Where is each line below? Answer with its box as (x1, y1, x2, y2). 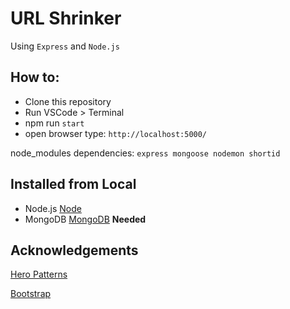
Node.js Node (24, 202, 82, 214)
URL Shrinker (10, 7, 122, 30)
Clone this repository (24, 95, 112, 107)
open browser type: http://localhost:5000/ (24, 127, 208, 139)
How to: (10, 69, 60, 86)
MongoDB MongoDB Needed (24, 213, 147, 225)
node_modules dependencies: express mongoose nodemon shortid (10, 147, 281, 159)
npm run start (24, 117, 85, 129)
